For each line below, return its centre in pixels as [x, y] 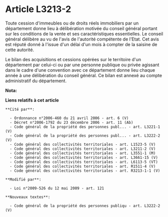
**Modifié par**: [23, 179]
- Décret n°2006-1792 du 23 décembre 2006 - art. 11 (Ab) [72, 122]
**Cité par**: [20, 109]
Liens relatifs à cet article [32, 100]
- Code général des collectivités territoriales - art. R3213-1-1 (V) [85, 171]
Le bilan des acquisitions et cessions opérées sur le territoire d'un [73, 59]
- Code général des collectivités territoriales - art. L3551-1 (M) [83, 153]
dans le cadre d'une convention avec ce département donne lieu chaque [80, 70]
